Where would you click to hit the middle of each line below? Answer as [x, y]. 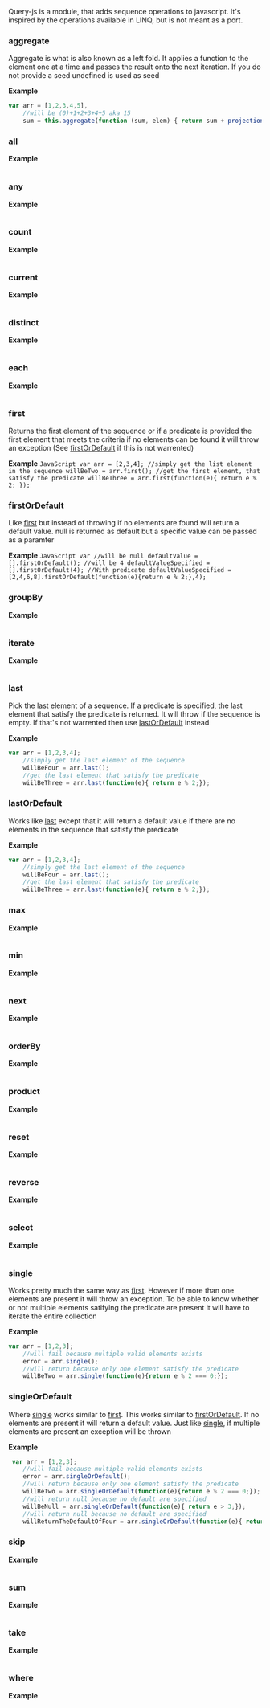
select [21, 1228]
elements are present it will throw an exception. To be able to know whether [134, 1299]
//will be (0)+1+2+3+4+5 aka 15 [77, 113]
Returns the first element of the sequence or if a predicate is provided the [130, 431]
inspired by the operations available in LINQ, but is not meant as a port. [126, 20]
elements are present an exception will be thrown [90, 1431]
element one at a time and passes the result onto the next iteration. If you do [135, 67]
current [23, 277]
